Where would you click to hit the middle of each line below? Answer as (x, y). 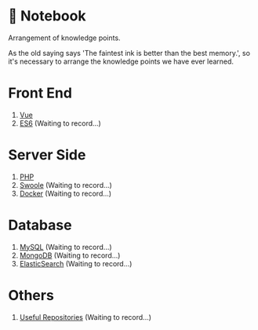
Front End (40, 93)
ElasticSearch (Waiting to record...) (76, 263)
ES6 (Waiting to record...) (60, 123)
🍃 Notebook (47, 16)
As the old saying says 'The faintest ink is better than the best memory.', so (129, 53)
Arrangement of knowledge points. (64, 38)
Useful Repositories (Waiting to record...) (85, 317)
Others (31, 295)
